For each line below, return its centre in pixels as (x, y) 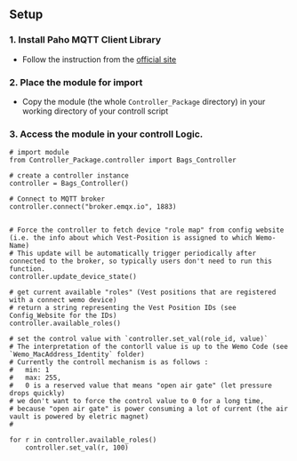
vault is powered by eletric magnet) (79, 417)
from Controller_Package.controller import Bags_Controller (123, 160)
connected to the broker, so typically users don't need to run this (141, 261)
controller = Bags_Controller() (69, 184)
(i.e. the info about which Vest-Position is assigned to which (131, 238)
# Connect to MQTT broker (57, 199)
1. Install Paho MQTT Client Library (85, 40)
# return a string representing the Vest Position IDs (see (123, 308)
